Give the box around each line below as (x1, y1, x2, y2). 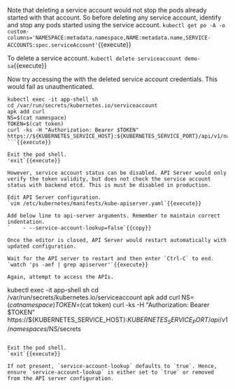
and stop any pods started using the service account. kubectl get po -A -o (7, 21, 226, 29)
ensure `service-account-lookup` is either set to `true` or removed (7, 369, 215, 376)
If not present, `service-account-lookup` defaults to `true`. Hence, (7, 362, 218, 369)
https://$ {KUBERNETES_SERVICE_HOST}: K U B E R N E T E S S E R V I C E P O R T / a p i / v (7, 316, 226, 325)
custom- (7, 28, 30, 35)
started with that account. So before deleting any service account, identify (7, 13, 222, 22)
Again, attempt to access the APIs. (7, 274, 114, 281)
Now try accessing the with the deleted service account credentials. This (7, 75, 218, 83)
